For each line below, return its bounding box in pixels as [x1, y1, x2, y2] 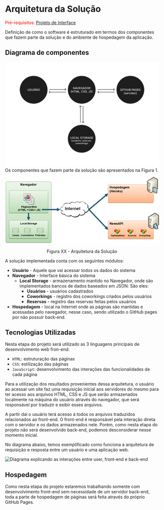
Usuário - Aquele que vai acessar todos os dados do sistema [12, 267, 136, 273]
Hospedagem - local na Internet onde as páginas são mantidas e [12, 304, 143, 310]
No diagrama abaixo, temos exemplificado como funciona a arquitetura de [5, 442, 154, 448]
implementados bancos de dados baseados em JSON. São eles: [19, 283, 149, 289]
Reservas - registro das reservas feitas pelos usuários [26, 298, 137, 304]
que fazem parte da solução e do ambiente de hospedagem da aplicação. [5, 34, 154, 40]
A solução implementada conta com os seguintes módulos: [5, 258, 124, 264]
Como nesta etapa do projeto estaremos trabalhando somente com [5, 484, 140, 489]
